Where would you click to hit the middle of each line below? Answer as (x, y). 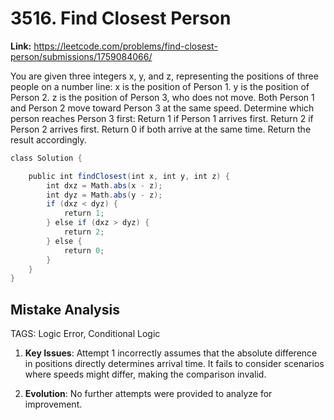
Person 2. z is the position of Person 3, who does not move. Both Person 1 (162, 97)
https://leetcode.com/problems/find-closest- (125, 46)
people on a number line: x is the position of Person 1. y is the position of (160, 86)
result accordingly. (48, 139)
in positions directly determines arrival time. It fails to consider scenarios (174, 364)
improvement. (53, 404)
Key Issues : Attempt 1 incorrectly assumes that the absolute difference (171, 353)
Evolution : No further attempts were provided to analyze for (148, 394)
